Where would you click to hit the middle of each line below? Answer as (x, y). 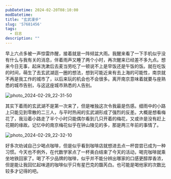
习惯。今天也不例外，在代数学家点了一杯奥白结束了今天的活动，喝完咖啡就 (83, 152)
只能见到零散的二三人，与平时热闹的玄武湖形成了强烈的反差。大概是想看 (85, 112)
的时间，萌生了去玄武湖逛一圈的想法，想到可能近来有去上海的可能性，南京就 (85, 72)
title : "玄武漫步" (23, 19)
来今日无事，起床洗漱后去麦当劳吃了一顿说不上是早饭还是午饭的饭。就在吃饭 (85, 66)
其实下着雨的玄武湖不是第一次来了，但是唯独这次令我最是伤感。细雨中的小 (83, 106)
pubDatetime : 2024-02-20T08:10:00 (42, 10)
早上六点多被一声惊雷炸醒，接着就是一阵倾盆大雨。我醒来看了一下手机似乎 (83, 53)
